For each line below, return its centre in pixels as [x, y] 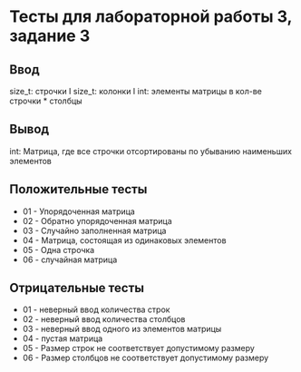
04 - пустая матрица [63, 338]
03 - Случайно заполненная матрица [94, 230]
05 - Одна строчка [58, 250]
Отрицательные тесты [77, 288]
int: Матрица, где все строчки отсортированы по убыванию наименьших [151, 151]
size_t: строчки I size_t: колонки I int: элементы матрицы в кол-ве [136, 91]
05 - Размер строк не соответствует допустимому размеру [139, 348]
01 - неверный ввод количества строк [96, 309]
